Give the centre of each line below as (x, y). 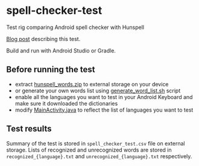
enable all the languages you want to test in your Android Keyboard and (104, 97)
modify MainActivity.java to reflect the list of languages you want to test (104, 110)
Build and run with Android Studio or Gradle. (61, 50)
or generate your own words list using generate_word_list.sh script (98, 91)
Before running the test (51, 70)
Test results (29, 129)
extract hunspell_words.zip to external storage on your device (92, 84)
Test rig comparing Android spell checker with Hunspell (75, 27)
